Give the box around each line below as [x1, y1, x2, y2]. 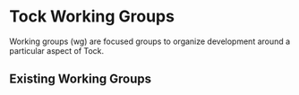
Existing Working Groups [9, 72, 152, 87]
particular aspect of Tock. [9, 45, 105, 56]
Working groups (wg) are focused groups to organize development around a [9, 36, 291, 47]
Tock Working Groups [9, 6, 175, 27]
